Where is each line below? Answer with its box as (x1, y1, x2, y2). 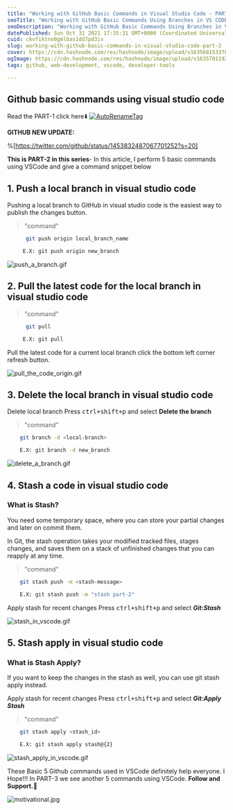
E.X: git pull (22, 336, 64, 343)
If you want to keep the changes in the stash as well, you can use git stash (7, 673, 220, 682)
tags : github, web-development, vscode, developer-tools (7, 62, 175, 69)
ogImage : (7, 55, 33, 62)
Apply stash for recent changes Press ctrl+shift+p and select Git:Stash (7, 603, 221, 612)
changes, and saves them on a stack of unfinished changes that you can (7, 544, 215, 552)
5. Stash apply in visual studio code (7, 637, 164, 648)
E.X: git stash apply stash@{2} (19, 741, 113, 748)
